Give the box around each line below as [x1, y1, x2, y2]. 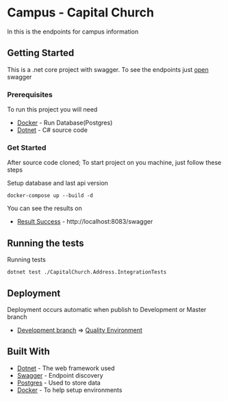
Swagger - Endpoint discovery [16, 371, 104, 379]
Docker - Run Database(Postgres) [16, 118, 113, 127]
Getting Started [7, 47, 75, 59]
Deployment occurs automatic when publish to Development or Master [7, 305, 207, 313]
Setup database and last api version [7, 179, 108, 187]
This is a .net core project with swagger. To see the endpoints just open [7, 65, 209, 73]
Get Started [7, 142, 47, 152]
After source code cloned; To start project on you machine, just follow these [7, 159, 222, 167]
